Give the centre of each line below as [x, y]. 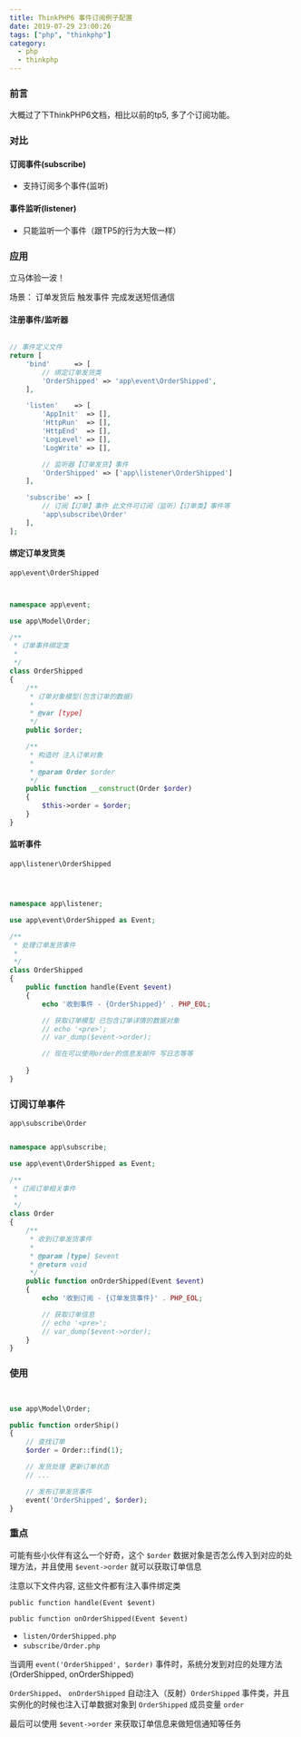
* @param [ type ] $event [74, 1256]
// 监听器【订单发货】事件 [85, 464]
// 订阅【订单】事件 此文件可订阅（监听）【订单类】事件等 [136, 506]
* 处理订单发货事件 [44, 945]
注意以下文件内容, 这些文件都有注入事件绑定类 [95, 1585]
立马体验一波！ [37, 277]
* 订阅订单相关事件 [44, 1189]
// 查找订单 [45, 1442]
